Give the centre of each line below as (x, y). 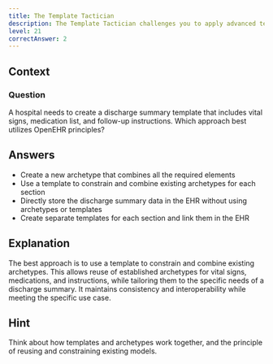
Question (27, 94)
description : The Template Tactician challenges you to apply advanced (132, 24)
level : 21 (25, 31)
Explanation (39, 243)
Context (29, 71)
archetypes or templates (61, 209)
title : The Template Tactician (61, 16)
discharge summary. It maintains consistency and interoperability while (127, 288)
